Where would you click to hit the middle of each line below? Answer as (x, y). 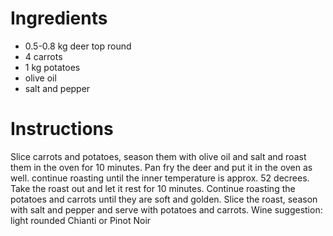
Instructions (62, 129)
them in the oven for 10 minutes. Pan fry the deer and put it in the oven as (161, 167)
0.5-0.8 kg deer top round (78, 46)
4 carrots (43, 56)
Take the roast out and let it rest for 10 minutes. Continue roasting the (153, 188)
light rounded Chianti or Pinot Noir (81, 220)
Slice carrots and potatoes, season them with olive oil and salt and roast (158, 156)
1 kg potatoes (52, 67)
